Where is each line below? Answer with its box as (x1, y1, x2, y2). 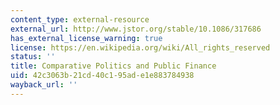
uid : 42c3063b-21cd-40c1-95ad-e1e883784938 (10, 71, 195, 81)
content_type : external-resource (10, 14, 150, 25)
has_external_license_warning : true (10, 33, 163, 43)
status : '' (10, 52, 56, 62)
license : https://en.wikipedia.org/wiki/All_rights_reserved (10, 42, 271, 53)
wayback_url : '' (10, 80, 78, 90)
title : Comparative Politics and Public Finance (10, 61, 217, 71)
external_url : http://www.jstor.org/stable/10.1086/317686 (10, 24, 262, 34)
